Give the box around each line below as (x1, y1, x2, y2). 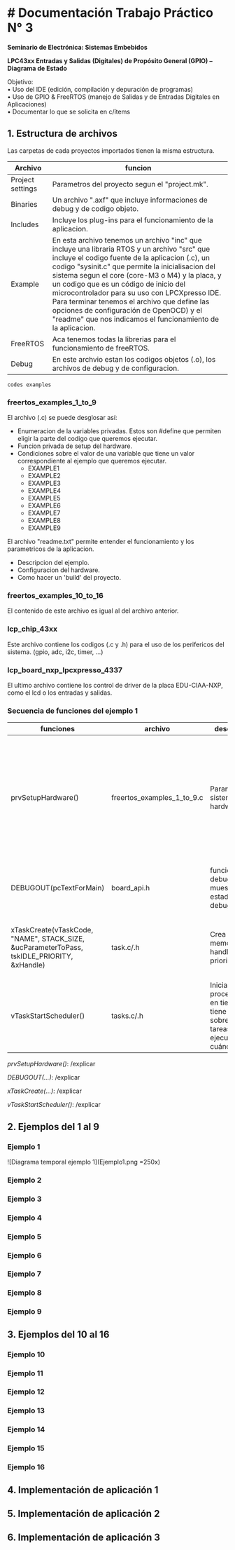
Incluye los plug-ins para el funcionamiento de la (52, 215, 213, 225)
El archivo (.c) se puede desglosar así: (7, 414, 117, 422)
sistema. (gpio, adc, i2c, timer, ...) (7, 647, 104, 656)
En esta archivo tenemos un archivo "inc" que (52, 235, 203, 245)
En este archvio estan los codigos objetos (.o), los (52, 354, 216, 364)
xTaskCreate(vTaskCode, (10, 925, 94, 935)
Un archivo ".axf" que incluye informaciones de (52, 195, 208, 205)
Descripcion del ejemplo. (17, 559, 90, 567)
